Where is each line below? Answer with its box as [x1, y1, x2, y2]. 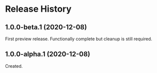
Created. [5, 63, 23, 69]
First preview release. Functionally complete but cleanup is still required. [5, 36, 153, 42]
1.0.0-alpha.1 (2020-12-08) [5, 50, 90, 58]
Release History [5, 3, 72, 15]
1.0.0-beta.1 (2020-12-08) [5, 23, 87, 31]
